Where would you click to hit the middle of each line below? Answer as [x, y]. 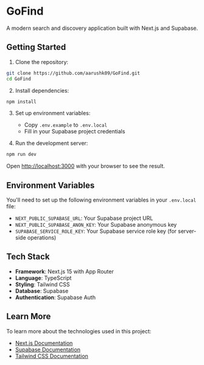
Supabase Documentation [48, 349]
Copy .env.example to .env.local [66, 125]
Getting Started [36, 47]
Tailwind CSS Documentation [51, 356]
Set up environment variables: [53, 113]
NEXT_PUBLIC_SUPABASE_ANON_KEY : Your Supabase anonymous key [96, 225]
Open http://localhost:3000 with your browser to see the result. [86, 166]
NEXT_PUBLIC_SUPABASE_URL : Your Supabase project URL [84, 218]
